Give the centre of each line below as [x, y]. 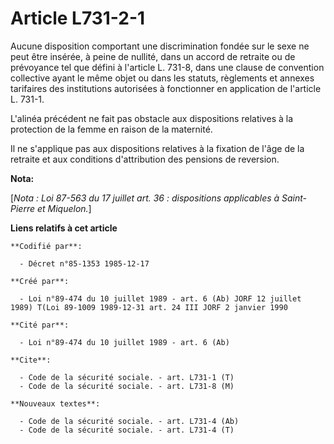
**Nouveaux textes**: [55, 403]
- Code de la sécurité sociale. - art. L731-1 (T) [127, 377]
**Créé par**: [40, 281]
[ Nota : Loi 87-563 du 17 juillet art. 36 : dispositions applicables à [145, 198]
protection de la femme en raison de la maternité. [111, 129]
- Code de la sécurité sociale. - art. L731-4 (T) [127, 430]
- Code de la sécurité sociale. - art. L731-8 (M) [127, 386]
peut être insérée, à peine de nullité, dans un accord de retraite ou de [153, 56]
